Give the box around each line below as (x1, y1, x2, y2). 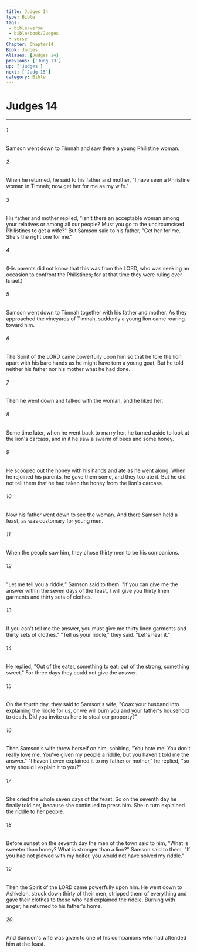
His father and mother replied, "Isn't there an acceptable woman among (6, 214, 180, 221)
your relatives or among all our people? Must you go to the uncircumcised (6, 221, 185, 228)
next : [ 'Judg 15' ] (6, 69, 51, 75)
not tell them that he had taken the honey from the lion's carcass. (6, 479, 164, 486)
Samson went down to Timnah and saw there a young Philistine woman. (6, 145, 180, 152)
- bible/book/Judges (8, 31, 59, 36)
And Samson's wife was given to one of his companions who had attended (6, 934, 186, 941)
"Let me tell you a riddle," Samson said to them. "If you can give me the (6, 580, 178, 588)
